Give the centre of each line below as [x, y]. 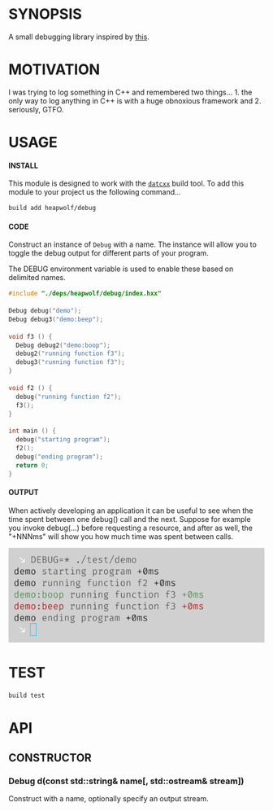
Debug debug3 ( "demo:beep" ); [56, 319]
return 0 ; [32, 465]
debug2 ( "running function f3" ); [71, 354]
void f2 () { [30, 388]
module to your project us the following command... [95, 192]
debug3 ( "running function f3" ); [71, 362]
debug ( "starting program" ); [63, 440]
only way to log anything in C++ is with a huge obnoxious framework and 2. [135, 101]
